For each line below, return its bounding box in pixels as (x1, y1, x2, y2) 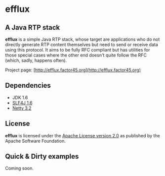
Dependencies (5, 81, 51, 90)
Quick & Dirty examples (5, 152, 79, 161)
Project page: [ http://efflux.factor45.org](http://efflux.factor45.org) (5, 67, 141, 73)
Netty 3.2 (12, 105, 32, 111)
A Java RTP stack (5, 23, 60, 32)
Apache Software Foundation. (5, 138, 66, 144)
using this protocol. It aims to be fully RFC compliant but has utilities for (5, 47, 150, 53)
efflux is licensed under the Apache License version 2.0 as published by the (5, 132, 161, 138)
